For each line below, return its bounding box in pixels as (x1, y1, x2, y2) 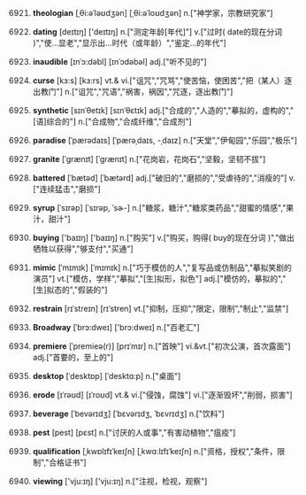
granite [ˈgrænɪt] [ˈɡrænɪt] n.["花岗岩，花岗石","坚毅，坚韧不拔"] (32, 154, 266, 164)
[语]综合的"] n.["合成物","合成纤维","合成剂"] (32, 116, 192, 127)
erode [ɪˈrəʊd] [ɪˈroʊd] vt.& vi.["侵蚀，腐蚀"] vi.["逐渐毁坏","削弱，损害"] (32, 390, 293, 400)
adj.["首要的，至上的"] (32, 352, 114, 362)
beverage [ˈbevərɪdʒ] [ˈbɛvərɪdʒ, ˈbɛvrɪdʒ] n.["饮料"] (32, 408, 225, 419)
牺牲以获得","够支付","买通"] (32, 244, 134, 254)
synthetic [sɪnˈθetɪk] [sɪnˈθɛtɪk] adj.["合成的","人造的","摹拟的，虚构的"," (32, 105, 295, 115)
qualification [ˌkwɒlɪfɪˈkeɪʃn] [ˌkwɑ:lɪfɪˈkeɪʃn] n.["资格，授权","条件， (32, 446, 278, 456)
